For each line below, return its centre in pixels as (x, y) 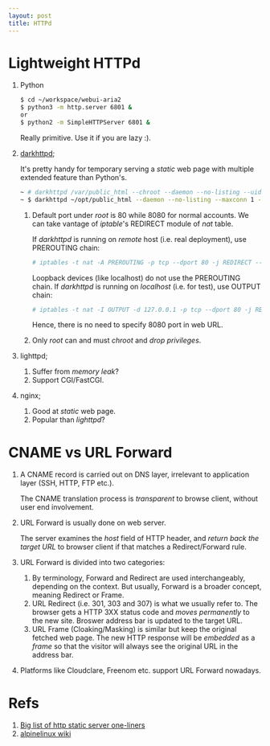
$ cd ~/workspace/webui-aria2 (71, 100)
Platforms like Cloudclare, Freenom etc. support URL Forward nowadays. (140, 670)
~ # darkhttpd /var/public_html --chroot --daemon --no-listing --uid (141, 192)
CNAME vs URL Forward (90, 452)
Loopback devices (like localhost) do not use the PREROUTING (136, 277)
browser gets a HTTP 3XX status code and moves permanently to (141, 613)
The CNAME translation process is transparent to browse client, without (139, 498)
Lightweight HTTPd (74, 63)
